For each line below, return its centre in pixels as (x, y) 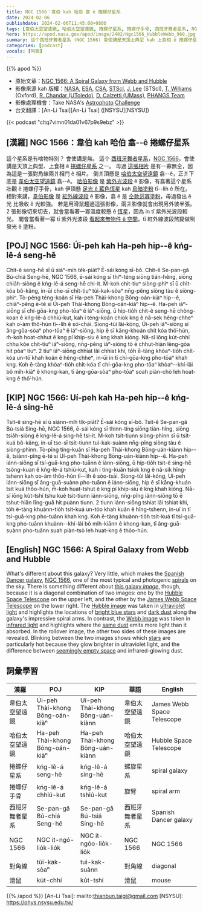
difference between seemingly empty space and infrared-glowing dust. (95, 650)
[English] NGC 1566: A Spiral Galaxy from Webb (98, 549)
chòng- (186, 311)
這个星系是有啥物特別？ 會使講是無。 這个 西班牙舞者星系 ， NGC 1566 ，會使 (101, 158)
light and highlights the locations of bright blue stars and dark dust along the (101, 612)
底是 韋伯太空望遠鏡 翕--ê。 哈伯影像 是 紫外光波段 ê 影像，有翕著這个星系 (99, 181)
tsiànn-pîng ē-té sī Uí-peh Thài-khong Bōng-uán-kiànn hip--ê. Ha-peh (100, 456)
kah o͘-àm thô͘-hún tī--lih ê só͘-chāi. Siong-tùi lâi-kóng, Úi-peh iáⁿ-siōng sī (98, 324)
